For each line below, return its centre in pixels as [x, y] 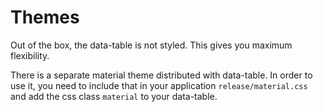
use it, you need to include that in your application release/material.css [159, 85]
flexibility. [30, 55]
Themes [45, 17]
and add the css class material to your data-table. [114, 96]
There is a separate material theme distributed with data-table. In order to [161, 75]
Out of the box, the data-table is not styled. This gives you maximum [151, 45]
